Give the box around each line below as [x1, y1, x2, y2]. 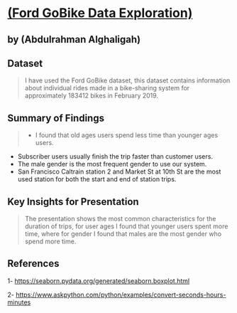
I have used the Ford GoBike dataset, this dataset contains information [24, 76, 231, 85]
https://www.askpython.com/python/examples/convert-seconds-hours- [15, 290, 226, 299]
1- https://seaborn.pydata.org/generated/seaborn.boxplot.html [7, 276, 190, 285]
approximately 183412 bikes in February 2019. [24, 91, 158, 100]
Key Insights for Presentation [7, 196, 140, 208]
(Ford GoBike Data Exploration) [7, 5, 193, 21]
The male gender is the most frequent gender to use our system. [17, 160, 207, 169]
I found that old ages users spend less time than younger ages [35, 131, 219, 139]
